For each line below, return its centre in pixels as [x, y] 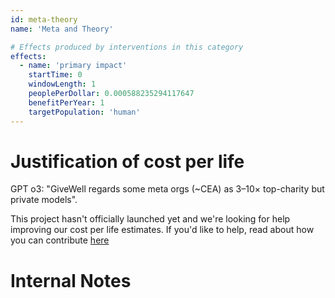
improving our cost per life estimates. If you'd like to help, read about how [162, 230]
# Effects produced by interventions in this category [127, 47]
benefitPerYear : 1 [66, 102]
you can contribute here [60, 240]
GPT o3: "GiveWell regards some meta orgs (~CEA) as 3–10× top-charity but [167, 189]
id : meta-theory [44, 19]
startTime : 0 [55, 75]
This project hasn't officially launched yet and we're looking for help [150, 219]
